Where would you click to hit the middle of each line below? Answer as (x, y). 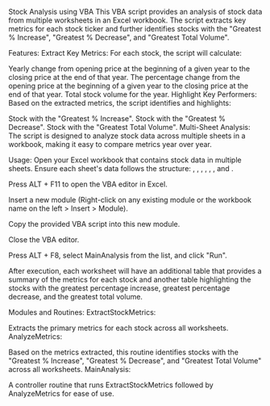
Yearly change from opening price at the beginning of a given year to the (129, 69)
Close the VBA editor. (44, 240)
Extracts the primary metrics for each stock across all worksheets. (118, 328)
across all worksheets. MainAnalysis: (70, 369)
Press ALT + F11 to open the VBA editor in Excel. (88, 184)
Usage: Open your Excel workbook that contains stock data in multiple (125, 160)
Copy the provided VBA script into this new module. (94, 224)
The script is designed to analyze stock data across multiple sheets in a (127, 136)
